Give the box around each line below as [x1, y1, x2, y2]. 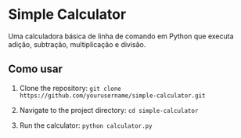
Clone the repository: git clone [19, 83, 121, 93]
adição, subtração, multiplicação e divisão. [8, 39, 146, 49]
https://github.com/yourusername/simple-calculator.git [19, 92, 206, 100]
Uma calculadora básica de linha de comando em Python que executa [8, 31, 234, 41]
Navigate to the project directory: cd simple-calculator [19, 105, 199, 114]
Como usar [8, 63, 63, 76]
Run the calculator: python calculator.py [19, 120, 153, 130]
